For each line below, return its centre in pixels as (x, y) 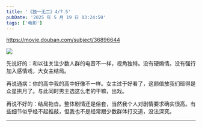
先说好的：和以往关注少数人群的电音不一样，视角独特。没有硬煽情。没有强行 (101, 63)
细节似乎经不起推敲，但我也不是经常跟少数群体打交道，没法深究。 (93, 111)
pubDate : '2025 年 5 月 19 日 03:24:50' (56, 17)
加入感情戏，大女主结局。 (38, 71)
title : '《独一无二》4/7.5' (38, 12)
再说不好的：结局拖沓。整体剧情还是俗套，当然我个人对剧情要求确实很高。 (98, 104)
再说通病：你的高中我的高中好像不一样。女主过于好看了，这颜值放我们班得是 (101, 84)
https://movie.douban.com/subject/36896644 (63, 40)
